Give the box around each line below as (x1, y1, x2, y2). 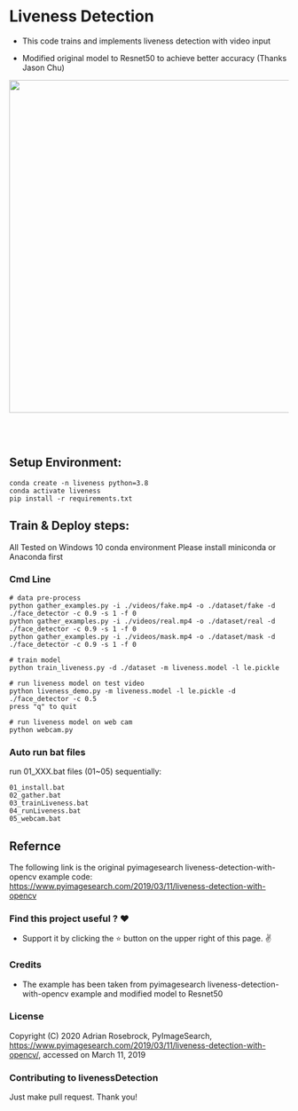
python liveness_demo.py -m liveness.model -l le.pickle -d (9, 686, 237, 696)
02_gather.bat (9, 792, 62, 800)
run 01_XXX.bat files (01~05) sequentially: (9, 766, 162, 777)
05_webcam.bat (9, 815, 62, 823)
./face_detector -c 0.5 (9, 694, 98, 703)
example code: (38, 871, 93, 882)
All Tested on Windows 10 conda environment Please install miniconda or (9, 541, 277, 552)
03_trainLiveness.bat (9, 799, 90, 808)
